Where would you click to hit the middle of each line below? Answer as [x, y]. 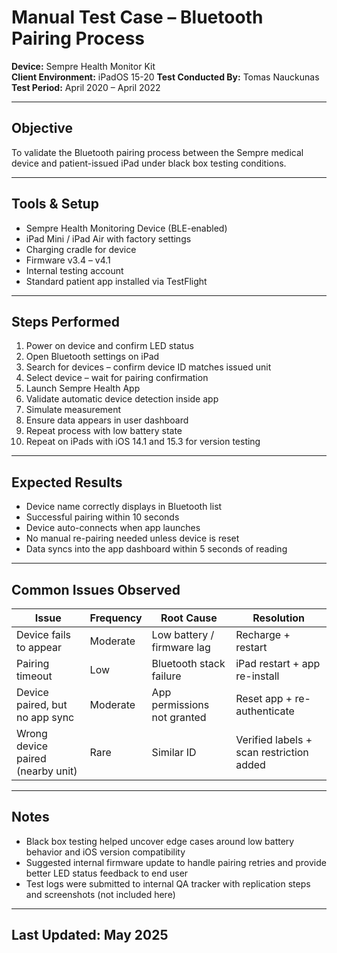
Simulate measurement [73, 410]
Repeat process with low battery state [104, 431]
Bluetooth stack [188, 663]
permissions [180, 704]
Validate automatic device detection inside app [122, 399]
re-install [257, 676]
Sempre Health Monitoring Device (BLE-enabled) [126, 228]
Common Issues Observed [96, 589]
